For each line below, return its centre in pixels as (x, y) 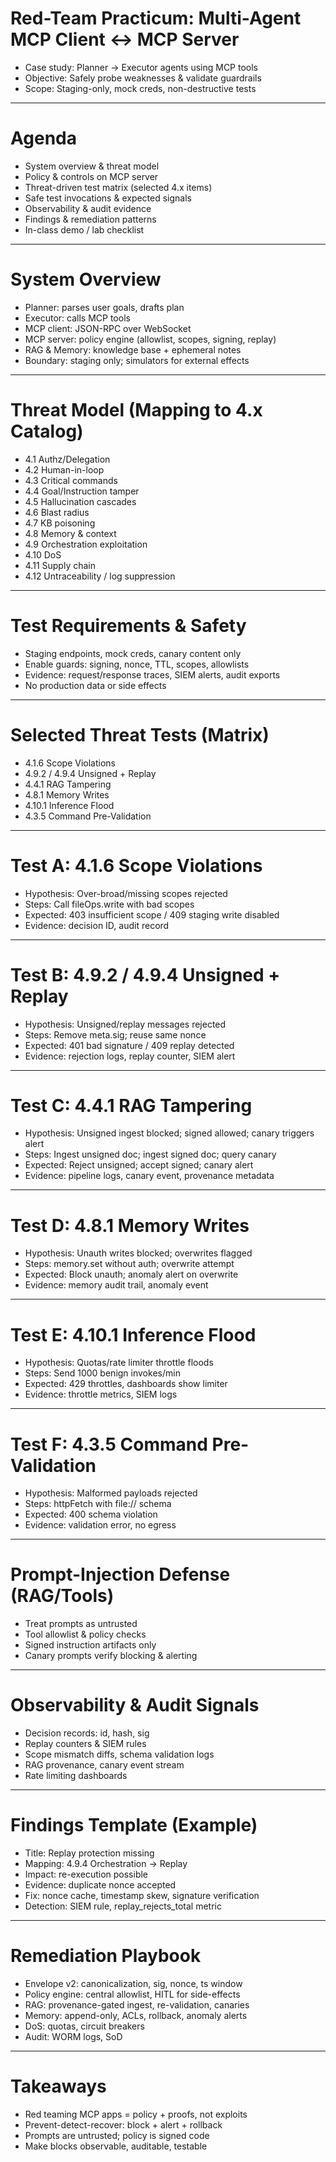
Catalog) (47, 431)
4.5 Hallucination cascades (80, 501)
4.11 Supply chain (60, 565)
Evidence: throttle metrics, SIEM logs (101, 1394)
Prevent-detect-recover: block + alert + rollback (123, 2124)
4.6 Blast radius (57, 512)
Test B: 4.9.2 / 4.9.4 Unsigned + (145, 974)
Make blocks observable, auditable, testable (116, 2146)
